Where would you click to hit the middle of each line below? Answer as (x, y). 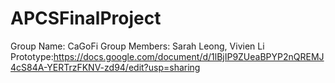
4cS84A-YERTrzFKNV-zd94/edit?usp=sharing (105, 67)
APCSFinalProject (86, 18)
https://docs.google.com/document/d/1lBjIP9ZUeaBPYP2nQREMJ (189, 56)
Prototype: (32, 56)
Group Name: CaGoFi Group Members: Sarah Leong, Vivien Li (137, 46)
